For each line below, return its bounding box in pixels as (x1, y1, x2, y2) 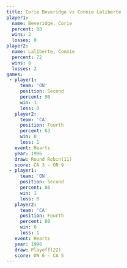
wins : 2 (12, 32, 32, 38)
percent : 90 (20, 94, 51, 100)
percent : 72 (12, 54, 43, 60)
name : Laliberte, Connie (12, 49, 75, 55)
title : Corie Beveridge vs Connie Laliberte (6, 9, 122, 15)
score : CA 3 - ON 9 (14, 162, 64, 168)
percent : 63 (20, 128, 51, 134)
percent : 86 (20, 185, 51, 191)
